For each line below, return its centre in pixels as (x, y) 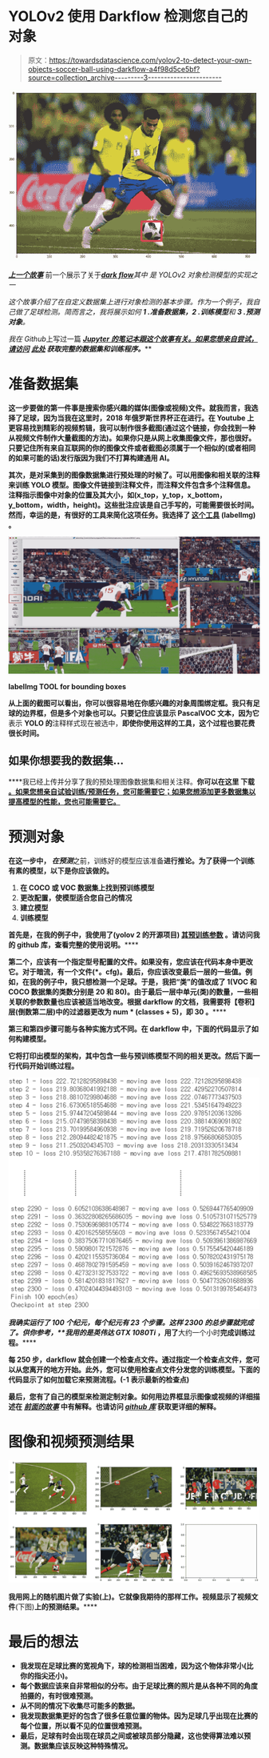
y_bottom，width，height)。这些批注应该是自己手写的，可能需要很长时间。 (133, 505)
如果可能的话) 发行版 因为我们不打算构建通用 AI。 (95, 458)
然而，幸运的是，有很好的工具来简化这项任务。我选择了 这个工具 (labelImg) (132, 515)
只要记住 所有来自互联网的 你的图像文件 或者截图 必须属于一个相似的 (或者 (125, 448)
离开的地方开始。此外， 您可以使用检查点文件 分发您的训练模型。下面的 (144, 1370)
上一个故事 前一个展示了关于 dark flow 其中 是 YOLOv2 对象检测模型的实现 (129, 275)
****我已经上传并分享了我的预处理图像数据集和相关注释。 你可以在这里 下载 (132, 781)
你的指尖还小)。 (46, 1676)
